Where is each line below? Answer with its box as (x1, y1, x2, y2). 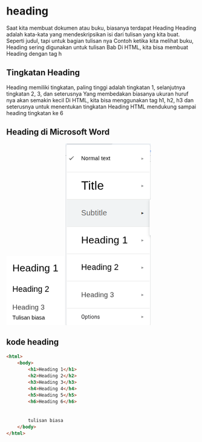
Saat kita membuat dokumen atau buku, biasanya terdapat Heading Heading (6, 24, 197, 31)
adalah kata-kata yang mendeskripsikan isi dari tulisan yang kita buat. (6, 30, 180, 38)
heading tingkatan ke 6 (6, 109, 64, 116)
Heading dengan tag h (6, 50, 62, 57)
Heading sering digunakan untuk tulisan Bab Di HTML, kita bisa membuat (6, 44, 189, 51)
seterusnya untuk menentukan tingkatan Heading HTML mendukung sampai (6, 103, 197, 110)
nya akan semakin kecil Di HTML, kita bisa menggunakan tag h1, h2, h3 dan (6, 96, 194, 104)
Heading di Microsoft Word (6, 127, 110, 137)
